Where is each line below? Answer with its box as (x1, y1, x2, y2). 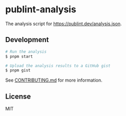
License (5, 92, 31, 101)
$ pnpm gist (5, 68, 31, 73)
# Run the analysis (5, 49, 47, 54)
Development (5, 35, 49, 44)
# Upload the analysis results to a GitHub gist (5, 63, 111, 68)
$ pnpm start (5, 54, 33, 59)
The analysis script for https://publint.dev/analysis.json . (5, 21, 122, 27)
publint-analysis (5, 4, 77, 15)
